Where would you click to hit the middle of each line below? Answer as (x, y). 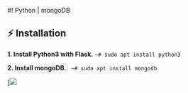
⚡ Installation (37, 34)
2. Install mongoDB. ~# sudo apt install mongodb (82, 67)
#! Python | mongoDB (39, 10)
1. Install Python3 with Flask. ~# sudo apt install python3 (94, 54)
